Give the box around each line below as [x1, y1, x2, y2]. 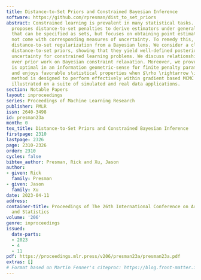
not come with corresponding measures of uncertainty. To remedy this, [11, 36, 194, 42]
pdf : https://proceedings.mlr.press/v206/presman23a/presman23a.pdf [6, 254, 181, 260]
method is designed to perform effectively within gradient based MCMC [11, 75, 194, 81]
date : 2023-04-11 [6, 192, 50, 198]
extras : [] [6, 259, 33, 265]
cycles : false [6, 153, 42, 159]
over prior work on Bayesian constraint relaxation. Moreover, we [11, 59, 181, 65]
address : [6, 198, 28, 204]
